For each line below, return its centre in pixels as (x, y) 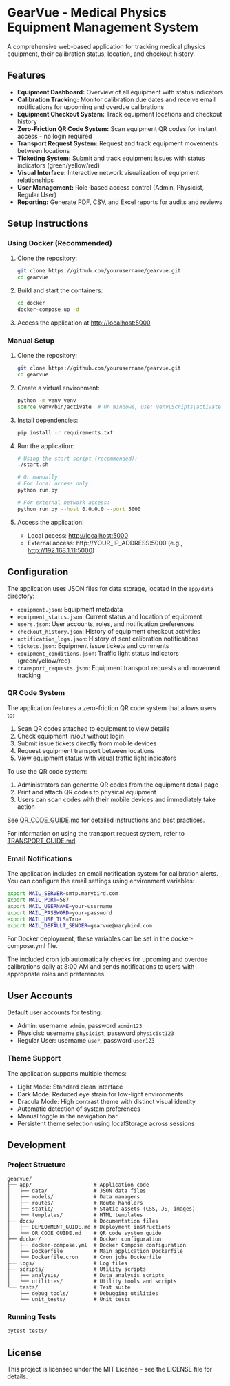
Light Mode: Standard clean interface (70, 1087)
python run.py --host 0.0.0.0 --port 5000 (79, 509)
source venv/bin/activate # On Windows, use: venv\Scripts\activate (119, 407)
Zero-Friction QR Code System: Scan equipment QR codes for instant (117, 128)
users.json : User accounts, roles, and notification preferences (105, 624)
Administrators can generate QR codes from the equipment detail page (118, 785)
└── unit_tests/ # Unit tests (75, 1300)
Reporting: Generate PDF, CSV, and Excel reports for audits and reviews (119, 202)
